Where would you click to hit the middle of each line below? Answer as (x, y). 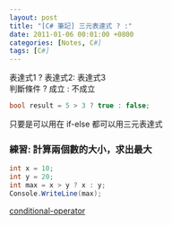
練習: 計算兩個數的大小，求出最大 (81, 149)
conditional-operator (47, 211)
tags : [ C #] (30, 51)
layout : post (34, 17)
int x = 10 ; (31, 169)
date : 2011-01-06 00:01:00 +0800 (72, 34)
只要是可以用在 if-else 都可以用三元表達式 (86, 124)
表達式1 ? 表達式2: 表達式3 (57, 78)
